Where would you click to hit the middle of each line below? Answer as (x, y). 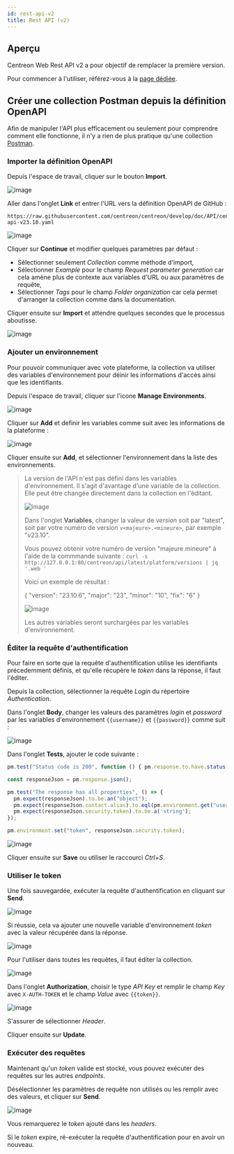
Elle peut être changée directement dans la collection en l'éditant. (118, 493)
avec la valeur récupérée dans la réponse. (67, 933)
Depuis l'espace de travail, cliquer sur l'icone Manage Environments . (107, 396)
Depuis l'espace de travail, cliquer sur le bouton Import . (87, 177)
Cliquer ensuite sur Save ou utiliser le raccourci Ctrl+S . (86, 858)
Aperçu (24, 49)
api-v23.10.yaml (31, 223)
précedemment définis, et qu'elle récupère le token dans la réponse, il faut (114, 670)
